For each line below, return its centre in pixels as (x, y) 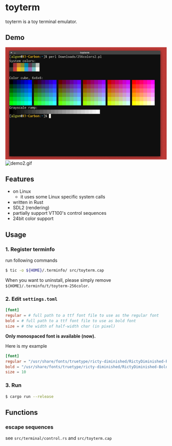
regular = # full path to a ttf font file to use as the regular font (82, 316)
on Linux (22, 191)
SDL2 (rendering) (31, 208)
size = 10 (16, 372)
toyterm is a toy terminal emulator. (41, 21)
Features (20, 179)
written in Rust (28, 202)
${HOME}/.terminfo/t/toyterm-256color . (47, 286)
